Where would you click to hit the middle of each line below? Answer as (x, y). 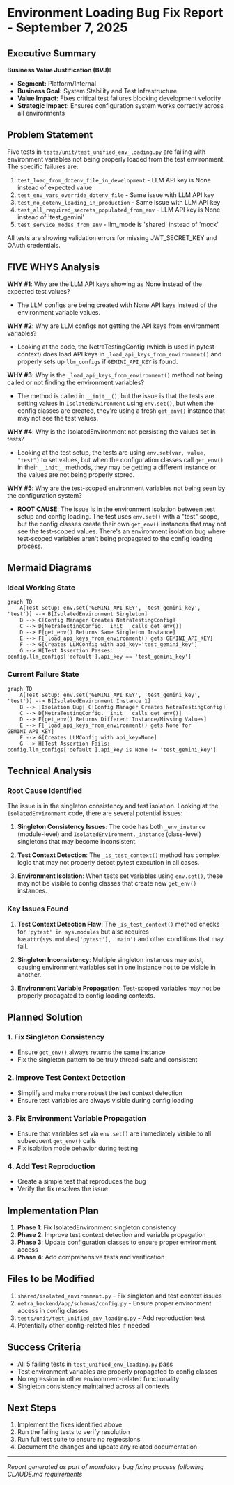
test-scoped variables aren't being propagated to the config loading (115, 538)
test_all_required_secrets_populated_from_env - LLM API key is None (119, 210)
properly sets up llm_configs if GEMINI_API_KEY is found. (97, 361)
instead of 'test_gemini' (51, 217)
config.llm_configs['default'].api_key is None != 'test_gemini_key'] (112, 750)
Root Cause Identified (45, 790)
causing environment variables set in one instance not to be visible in (116, 967)
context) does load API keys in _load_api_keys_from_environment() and (119, 354)
